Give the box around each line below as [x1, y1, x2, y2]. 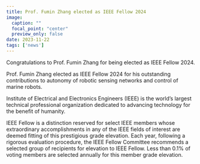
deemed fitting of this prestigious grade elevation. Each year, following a [6, 132, 186, 139]
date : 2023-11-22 [6, 37, 50, 43]
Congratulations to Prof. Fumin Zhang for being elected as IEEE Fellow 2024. [6, 58, 195, 66]
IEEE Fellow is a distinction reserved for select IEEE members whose [6, 119, 175, 126]
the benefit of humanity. [6, 108, 66, 115]
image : [6, 14, 23, 20]
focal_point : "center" [11, 25, 68, 32]
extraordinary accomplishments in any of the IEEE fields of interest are [6, 126, 181, 133]
